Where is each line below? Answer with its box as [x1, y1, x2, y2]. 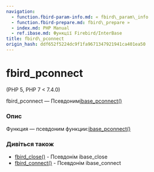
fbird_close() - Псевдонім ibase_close [14, 153, 108, 160]
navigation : [6, 8, 35, 15]
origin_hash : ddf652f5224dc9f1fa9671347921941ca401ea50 [6, 42, 146, 48]
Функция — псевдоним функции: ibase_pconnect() [6, 126, 131, 133]
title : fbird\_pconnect [6, 36, 65, 42]
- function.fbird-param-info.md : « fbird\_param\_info [11, 14, 149, 20]
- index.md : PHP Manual [11, 25, 69, 31]
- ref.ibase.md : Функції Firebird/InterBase [11, 31, 122, 36]
